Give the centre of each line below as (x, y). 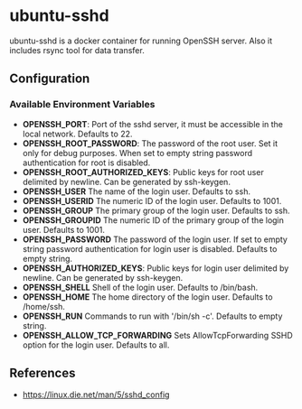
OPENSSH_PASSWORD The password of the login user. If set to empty (155, 239)
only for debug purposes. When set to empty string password (137, 153)
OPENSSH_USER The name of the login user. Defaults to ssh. (137, 191)
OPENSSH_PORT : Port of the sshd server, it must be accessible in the (152, 124)
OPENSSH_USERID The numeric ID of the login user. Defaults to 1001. (152, 200)
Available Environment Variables (82, 105)
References (42, 373)
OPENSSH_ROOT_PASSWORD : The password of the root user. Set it (150, 143)
